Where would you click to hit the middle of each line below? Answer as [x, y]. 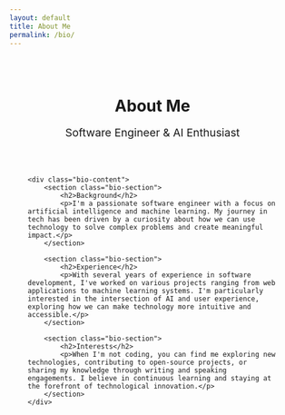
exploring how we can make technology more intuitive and [139, 307]
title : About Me [40, 26]
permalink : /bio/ [42, 35]
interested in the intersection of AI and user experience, [144, 299]
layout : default [40, 18]
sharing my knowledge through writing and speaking [127, 371]
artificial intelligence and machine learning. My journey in [147, 212]
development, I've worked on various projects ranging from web [152, 283]
